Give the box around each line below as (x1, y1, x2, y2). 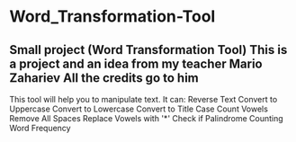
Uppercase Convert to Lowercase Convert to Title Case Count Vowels (9, 103, 268, 114)
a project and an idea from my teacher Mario (9, 56, 263, 71)
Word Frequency (9, 123, 71, 133)
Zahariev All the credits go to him (9, 70, 200, 85)
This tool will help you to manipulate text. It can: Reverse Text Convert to (9, 94, 278, 104)
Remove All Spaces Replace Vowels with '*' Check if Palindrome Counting (9, 113, 283, 123)
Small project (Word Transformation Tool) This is (9, 42, 288, 58)
